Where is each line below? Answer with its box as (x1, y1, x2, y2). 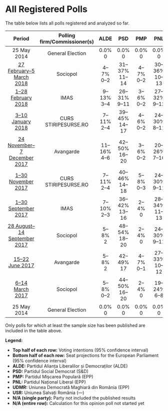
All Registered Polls (5, 4, 87, 15)
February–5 (7, 67, 35, 74)
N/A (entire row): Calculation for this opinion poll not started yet (12, 400, 144, 406)
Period (13, 35, 29, 42)
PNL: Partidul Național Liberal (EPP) (12, 379, 86, 385)
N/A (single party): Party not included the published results (12, 394, 136, 401)
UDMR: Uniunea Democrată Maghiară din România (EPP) (12, 384, 130, 390)
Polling (58, 32, 75, 39)
